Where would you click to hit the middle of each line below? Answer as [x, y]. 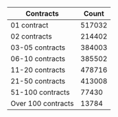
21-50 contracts [38, 81]
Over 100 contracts [42, 104]
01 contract [29, 25]
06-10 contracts [38, 59]
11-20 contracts [38, 70]
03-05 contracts [38, 47]
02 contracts [32, 36]
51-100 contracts [40, 92]
